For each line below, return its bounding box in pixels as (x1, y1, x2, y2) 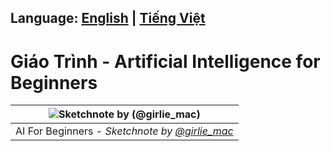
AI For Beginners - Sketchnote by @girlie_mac (15, 124, 234, 138)
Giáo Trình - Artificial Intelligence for (10, 50, 321, 73)
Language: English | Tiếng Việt (10, 10, 206, 27)
